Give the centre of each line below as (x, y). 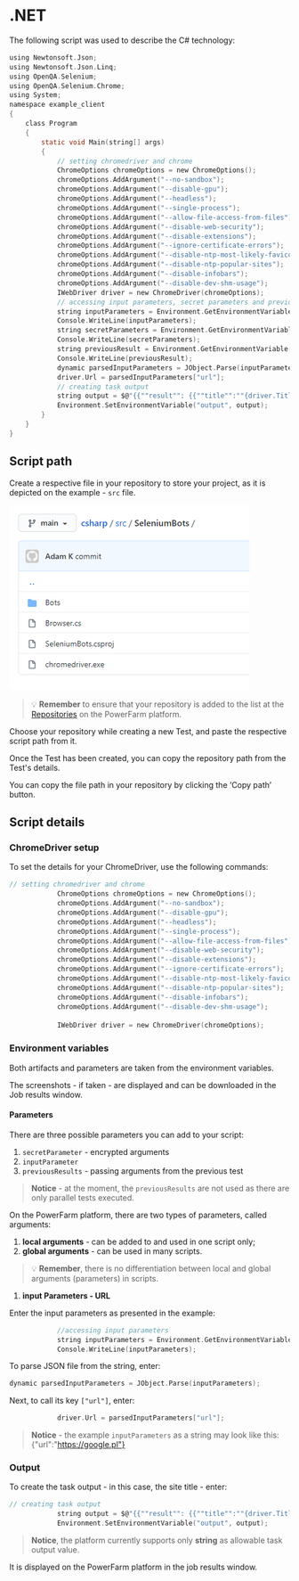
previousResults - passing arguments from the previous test (133, 1171)
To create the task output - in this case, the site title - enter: (118, 1487)
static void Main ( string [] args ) (103, 142)
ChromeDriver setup (54, 848)
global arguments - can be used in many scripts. (112, 1251)
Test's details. (35, 767)
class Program (51, 124)
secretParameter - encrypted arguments (96, 1151)
